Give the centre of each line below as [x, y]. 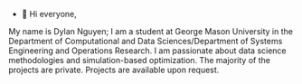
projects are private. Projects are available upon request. [114, 70]
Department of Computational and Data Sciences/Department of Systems [146, 41]
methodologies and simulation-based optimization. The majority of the [139, 60]
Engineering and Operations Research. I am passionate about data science [147, 51]
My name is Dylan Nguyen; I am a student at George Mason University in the [151, 31]
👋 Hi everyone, [49, 14]
